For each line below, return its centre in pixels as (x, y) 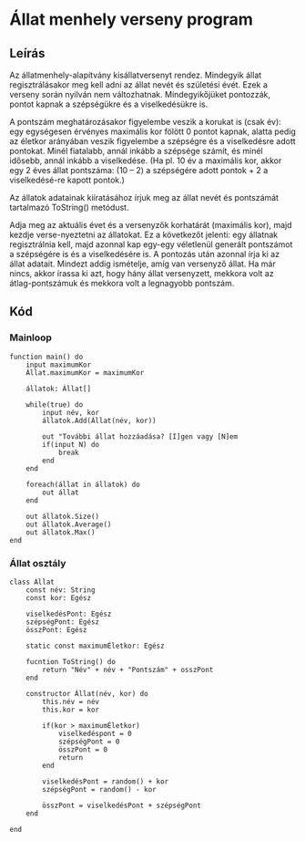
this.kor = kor (71, 710)
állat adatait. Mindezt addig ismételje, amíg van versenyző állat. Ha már (142, 264)
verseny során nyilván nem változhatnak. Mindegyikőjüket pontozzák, (140, 94)
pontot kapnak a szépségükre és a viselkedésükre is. (109, 104)
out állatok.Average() (69, 524)
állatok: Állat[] (59, 389)
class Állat (32, 582)
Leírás (27, 53)
